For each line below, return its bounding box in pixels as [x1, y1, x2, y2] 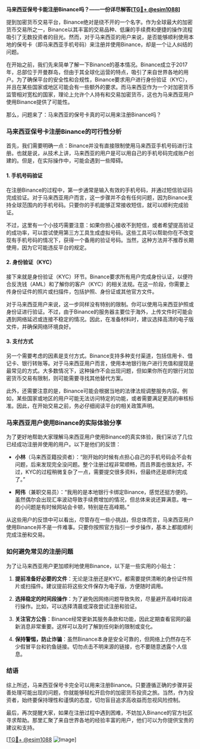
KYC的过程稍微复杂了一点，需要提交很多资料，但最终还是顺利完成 [25, 468, 187, 475]
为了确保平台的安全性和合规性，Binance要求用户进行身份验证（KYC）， [16, 76, 190, 83]
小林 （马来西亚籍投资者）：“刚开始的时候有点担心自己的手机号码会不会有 [14, 453, 192, 461]
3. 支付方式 [6, 337, 34, 345]
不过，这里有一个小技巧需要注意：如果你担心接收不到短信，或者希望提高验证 [6, 221, 194, 229]
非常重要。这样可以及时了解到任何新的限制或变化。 [30, 622, 156, 630]
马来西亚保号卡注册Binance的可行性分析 [6, 127, 122, 136]
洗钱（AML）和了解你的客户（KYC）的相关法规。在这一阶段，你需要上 [16, 280, 190, 287]
